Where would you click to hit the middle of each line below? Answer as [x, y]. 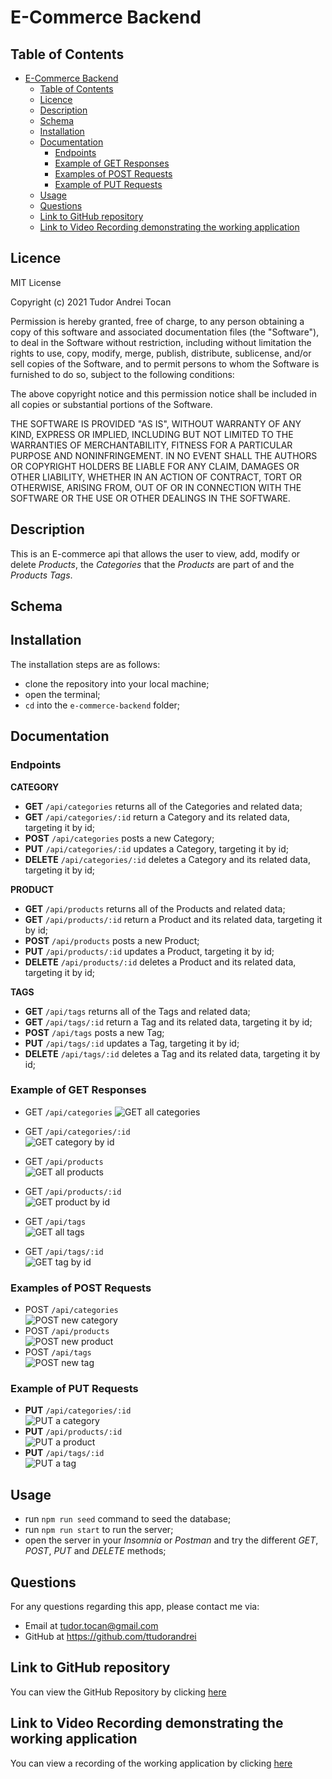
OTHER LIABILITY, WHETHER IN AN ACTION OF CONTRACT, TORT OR [156, 477]
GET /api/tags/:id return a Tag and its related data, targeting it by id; [168, 1022]
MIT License [36, 282]
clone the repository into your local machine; [117, 683]
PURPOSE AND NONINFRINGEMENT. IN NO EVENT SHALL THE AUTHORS [164, 455]
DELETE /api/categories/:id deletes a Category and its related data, [167, 859]
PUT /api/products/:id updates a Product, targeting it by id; [149, 951]
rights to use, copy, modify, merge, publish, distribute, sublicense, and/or [161, 353]
